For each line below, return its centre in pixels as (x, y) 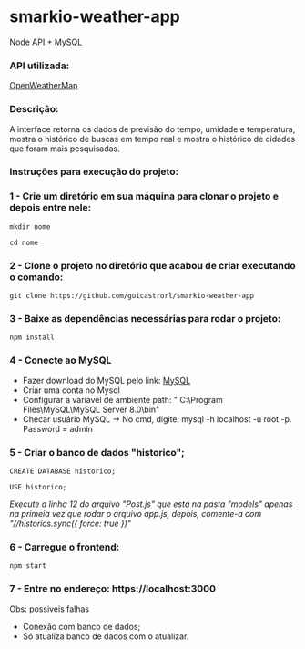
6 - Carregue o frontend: (65, 547)
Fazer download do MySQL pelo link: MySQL (107, 380)
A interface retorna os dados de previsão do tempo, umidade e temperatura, (152, 129)
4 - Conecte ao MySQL (61, 360)
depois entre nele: (51, 208)
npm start (28, 566)
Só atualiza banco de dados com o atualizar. (106, 636)
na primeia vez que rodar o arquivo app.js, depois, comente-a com (136, 513)
